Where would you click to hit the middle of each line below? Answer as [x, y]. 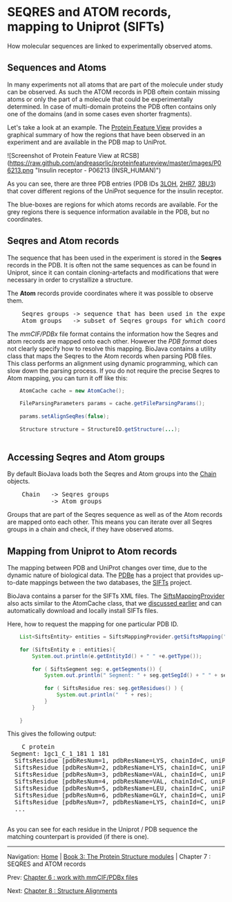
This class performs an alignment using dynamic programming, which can [113, 363]
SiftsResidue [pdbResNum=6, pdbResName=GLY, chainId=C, [111, 795]
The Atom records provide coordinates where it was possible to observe [110, 293]
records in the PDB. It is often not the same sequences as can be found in [112, 265]
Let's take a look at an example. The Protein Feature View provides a [105, 127]
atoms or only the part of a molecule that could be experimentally [100, 99]
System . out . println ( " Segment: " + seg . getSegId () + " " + [130, 675]
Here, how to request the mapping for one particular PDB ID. [93, 624]
